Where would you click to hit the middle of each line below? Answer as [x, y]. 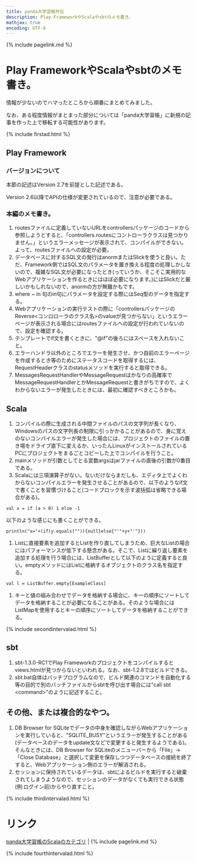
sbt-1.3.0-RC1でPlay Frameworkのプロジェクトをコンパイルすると [94, 662]
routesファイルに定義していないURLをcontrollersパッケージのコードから [102, 228]
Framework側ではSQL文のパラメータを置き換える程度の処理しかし [106, 265]
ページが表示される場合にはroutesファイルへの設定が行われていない [97, 323]
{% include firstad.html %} [38, 134]
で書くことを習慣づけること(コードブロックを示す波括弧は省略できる [98, 490]
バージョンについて [33, 170]
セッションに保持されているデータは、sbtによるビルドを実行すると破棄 [101, 772]
